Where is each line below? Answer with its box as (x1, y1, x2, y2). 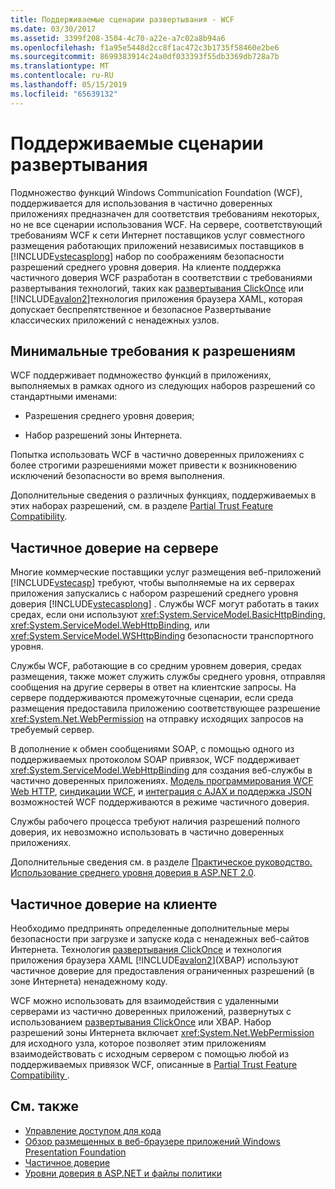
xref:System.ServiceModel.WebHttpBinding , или (10, 619, 210, 631)
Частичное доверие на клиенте (10, 896, 218, 913)
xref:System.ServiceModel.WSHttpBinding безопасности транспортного (10, 630, 315, 642)
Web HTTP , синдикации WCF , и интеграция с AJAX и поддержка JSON (10, 786, 313, 798)
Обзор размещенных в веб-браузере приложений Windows (24, 1135, 281, 1147)
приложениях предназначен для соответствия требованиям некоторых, (10, 207, 320, 220)
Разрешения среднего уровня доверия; (24, 410, 195, 422)
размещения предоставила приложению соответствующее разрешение (10, 702, 321, 715)
